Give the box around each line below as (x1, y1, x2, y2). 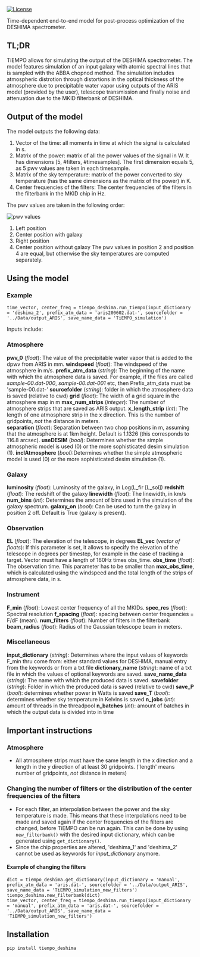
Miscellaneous (7, 638, 50, 646)
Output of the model (7, 112, 83, 122)
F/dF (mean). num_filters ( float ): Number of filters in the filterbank (7, 617, 170, 624)
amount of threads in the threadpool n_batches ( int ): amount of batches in (7, 702, 189, 709)
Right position (15, 237, 49, 244)
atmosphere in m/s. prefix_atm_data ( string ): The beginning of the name (7, 366, 185, 374)
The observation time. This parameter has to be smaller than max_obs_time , (7, 563, 195, 570)
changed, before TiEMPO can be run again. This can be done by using (15, 824, 188, 831)
